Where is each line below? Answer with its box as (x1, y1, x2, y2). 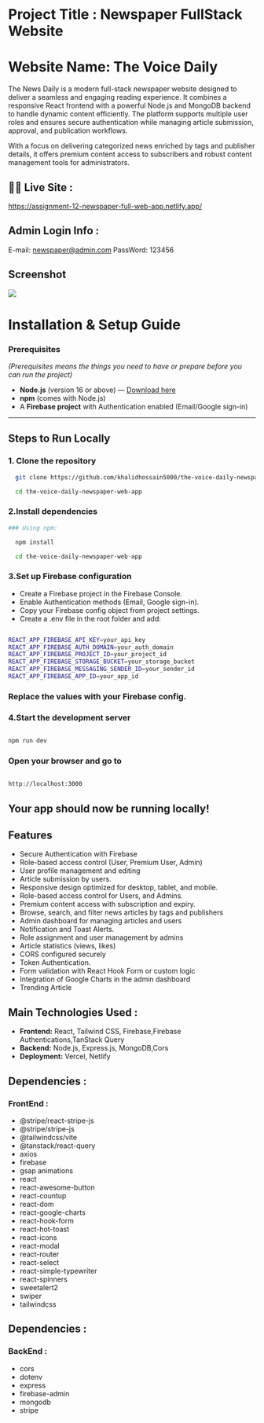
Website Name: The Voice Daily (8, 58, 218, 76)
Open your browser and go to (8, 755, 122, 766)
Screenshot (8, 268, 67, 281)
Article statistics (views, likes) (19, 941, 116, 951)
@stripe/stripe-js (19, 1124, 75, 1133)
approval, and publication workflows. (8, 126, 128, 135)
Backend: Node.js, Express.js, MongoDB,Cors (19, 1043, 169, 1053)
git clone (15, 473, 47, 481)
